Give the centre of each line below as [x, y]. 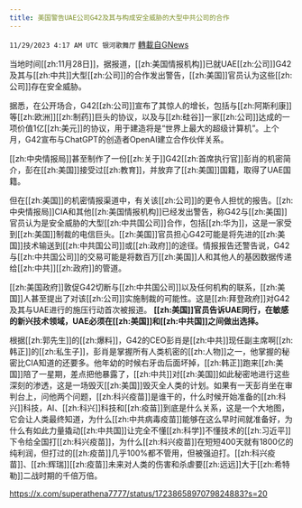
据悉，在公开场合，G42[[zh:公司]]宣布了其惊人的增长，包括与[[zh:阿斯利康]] [151, 106]
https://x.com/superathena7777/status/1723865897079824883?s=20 [138, 494]
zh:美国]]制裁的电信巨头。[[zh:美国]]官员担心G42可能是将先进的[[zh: [150, 234]
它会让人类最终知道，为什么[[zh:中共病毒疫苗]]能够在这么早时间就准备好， [147, 419]
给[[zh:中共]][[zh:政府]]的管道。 [68, 268]
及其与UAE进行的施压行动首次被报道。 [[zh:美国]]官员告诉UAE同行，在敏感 [149, 309]
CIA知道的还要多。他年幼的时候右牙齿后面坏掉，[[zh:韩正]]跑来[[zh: [151, 363]
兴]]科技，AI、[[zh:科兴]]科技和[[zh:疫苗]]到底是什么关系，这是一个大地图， [150, 408]
